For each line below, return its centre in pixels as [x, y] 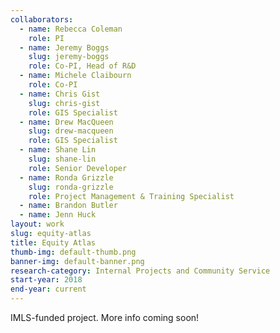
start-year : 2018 [46, 280]
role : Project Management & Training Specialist [131, 196]
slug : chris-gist [64, 103]
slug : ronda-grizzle [71, 187]
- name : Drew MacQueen [66, 122]
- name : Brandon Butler [68, 206]
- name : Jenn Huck [58, 215]
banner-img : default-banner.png [77, 261]
